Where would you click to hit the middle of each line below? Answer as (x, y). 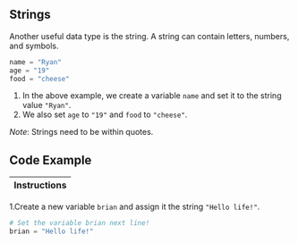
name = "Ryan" (36, 62)
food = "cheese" (39, 79)
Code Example (51, 160)
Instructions (40, 185)
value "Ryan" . (47, 105)
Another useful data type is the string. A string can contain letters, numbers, (149, 36)
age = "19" (30, 71)
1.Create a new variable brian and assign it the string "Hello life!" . (135, 207)
